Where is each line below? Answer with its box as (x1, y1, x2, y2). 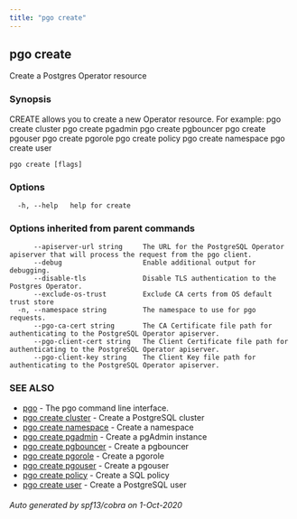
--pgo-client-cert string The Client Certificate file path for (32, 338, 289, 347)
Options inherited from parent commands (9, 222, 196, 235)
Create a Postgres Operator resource (9, 70, 147, 81)
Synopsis (9, 93, 51, 106)
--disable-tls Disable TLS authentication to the (32, 274, 277, 283)
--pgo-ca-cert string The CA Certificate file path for (32, 321, 273, 330)
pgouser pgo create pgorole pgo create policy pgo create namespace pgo (9, 133, 286, 144)
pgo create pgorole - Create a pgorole (22, 450, 165, 461)
